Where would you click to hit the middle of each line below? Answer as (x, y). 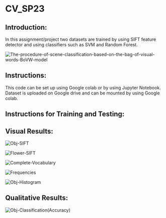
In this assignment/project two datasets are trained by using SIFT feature (81, 39)
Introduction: (26, 27)
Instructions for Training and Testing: (65, 114)
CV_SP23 (25, 9)
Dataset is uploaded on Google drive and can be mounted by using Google (82, 93)
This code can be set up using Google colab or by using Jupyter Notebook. (83, 87)
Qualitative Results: (37, 198)
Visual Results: (29, 131)
